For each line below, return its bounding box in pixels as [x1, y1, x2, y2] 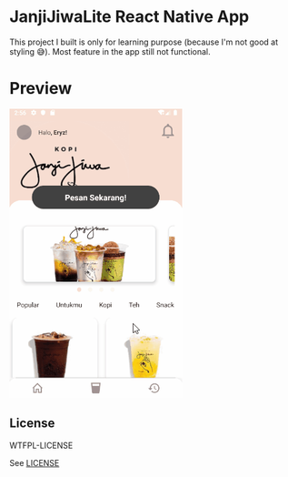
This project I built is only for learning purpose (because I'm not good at [9, 36, 279, 47]
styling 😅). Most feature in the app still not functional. [9, 46, 211, 56]
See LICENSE [9, 457, 60, 468]
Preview [9, 78, 73, 99]
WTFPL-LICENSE [9, 440, 74, 451]
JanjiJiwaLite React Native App [9, 6, 250, 27]
